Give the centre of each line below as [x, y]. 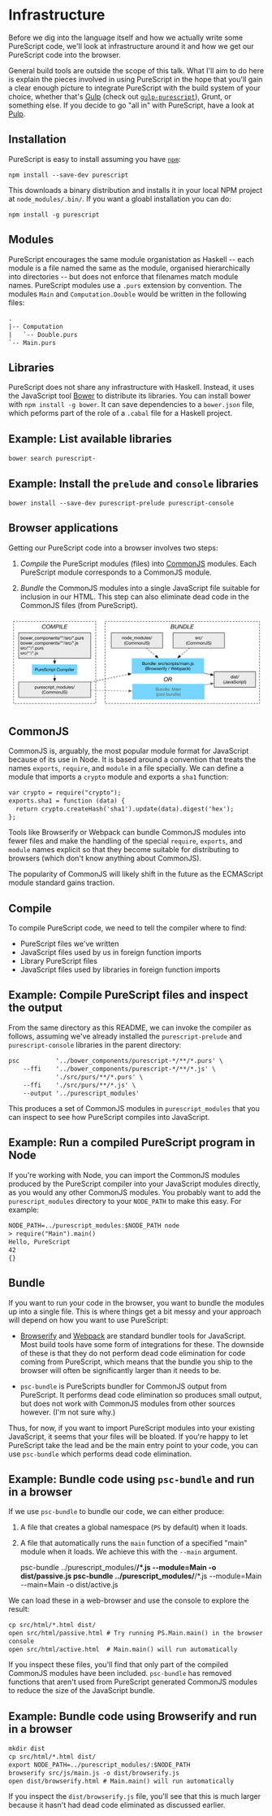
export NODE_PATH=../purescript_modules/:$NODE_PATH [99, 1765]
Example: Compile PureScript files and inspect [128, 995]
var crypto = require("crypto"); [65, 793]
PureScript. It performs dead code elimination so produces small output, [141, 1394]
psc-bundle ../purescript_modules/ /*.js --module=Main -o [118, 1568]
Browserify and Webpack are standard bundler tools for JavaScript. [133, 1336]
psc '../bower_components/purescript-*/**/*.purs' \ [116, 1061]
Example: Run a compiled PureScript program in [132, 1142]
